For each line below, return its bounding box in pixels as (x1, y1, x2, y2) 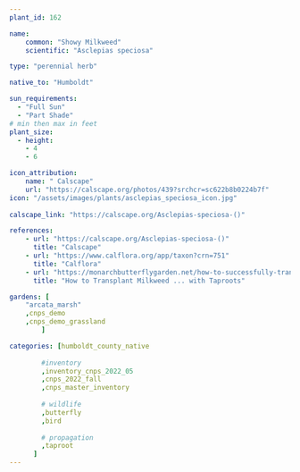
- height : (17, 136, 54, 145)
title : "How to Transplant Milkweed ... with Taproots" (32, 276, 246, 285)
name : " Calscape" (25, 177, 94, 186)
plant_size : (9, 127, 54, 137)
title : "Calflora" (32, 259, 102, 268)
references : (9, 226, 54, 235)
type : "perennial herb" (9, 62, 98, 72)
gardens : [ (9, 292, 50, 301)
